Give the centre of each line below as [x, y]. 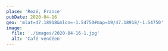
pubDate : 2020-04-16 [32, 17]
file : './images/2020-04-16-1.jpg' [56, 33]
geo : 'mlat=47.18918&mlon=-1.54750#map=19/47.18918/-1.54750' [85, 22]
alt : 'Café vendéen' [37, 39]
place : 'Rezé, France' [34, 11]
